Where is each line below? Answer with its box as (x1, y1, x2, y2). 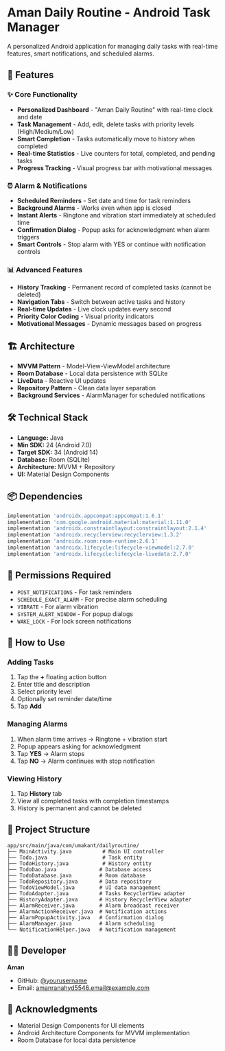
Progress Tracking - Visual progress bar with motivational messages (16, 163, 213, 172)
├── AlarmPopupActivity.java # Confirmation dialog (7, 914, 165, 921)
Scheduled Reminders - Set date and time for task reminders (16, 196, 191, 204)
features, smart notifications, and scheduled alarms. (7, 49, 154, 58)
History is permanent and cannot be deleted (16, 804, 142, 812)
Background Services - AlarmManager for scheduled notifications (16, 391, 206, 399)
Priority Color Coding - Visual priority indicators (16, 312, 154, 320)
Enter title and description (16, 681, 91, 689)
